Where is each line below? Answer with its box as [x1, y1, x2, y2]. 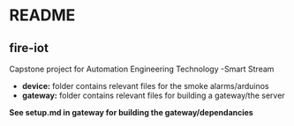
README [9, 5, 76, 26]
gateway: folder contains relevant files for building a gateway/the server [21, 90, 285, 100]
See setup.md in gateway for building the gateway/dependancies [9, 107, 253, 117]
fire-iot [9, 41, 49, 56]
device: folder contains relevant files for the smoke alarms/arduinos [21, 81, 269, 91]
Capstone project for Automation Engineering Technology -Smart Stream [9, 63, 275, 74]
